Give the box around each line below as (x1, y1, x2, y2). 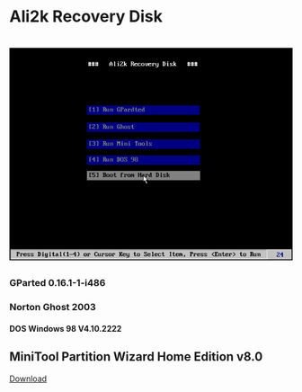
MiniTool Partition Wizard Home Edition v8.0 (9, 349, 263, 365)
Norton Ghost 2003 (9, 301, 96, 314)
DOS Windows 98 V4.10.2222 (9, 323, 122, 334)
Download (9, 373, 48, 384)
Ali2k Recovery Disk (9, 6, 164, 27)
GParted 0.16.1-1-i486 (9, 277, 106, 290)
